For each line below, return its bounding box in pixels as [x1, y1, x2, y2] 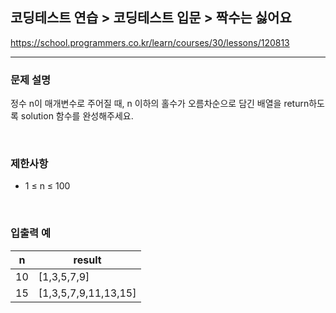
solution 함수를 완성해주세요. [20, 110, 134, 122]
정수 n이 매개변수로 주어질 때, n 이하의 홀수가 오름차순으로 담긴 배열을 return [10, 98, 310, 110]
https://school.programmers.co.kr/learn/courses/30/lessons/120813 [10, 36, 290, 48]
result [73, 253, 102, 267]
